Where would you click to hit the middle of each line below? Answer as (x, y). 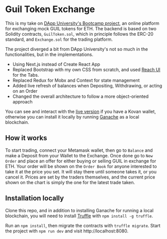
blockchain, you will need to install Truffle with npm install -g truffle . (79, 216)
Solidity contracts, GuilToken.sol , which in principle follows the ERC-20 (79, 34)
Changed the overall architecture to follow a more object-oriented (80, 96)
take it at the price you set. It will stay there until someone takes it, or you (81, 171)
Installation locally (35, 198)
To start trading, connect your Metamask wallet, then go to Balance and (79, 150)
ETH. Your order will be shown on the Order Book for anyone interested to (81, 166)
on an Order (25, 91)
